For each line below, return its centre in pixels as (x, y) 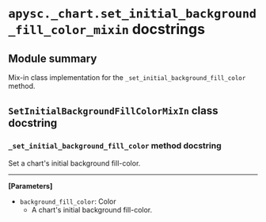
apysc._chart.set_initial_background (133, 14)
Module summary (53, 58)
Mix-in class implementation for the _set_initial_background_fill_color (127, 77)
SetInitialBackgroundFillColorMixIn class (113, 111)
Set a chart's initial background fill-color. (74, 163)
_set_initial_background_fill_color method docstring (115, 146)
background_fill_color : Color (68, 201)
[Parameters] (30, 186)
